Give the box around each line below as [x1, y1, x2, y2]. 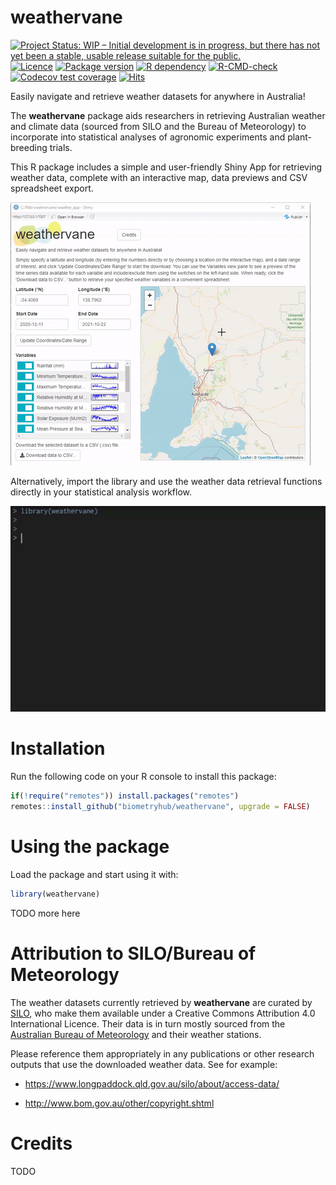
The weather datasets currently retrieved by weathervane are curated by [10, 996, 313, 1008]
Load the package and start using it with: [10, 868, 179, 880]
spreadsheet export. [10, 182, 94, 194]
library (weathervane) [10, 889, 101, 899]
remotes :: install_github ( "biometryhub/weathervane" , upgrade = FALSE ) [10, 802, 311, 812]
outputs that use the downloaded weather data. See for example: [10, 1058, 278, 1070]
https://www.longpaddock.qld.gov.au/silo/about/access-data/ [24, 1077, 280, 1090]
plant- [287, 131, 313, 143]
